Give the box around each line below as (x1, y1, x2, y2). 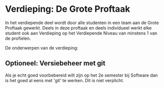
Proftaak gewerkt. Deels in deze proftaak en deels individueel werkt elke (5, 25, 152, 30)
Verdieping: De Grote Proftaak (5, 3, 131, 15)
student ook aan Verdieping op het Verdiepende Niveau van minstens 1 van (5, 30, 158, 36)
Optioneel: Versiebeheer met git (5, 59, 106, 67)
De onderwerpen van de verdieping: (5, 45, 79, 51)
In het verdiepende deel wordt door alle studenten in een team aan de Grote (5, 20, 159, 26)
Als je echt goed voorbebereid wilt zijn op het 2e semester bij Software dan (5, 72, 158, 78)
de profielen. (5, 35, 31, 41)
